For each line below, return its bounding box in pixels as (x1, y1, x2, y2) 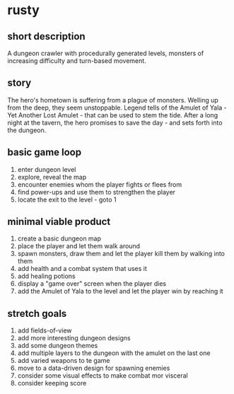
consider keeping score (17, 379, 87, 388)
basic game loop (7, 146, 82, 158)
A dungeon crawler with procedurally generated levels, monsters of (7, 49, 204, 57)
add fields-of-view (17, 326, 72, 335)
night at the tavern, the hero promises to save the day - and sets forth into (7, 118, 223, 127)
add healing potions (17, 272, 76, 281)
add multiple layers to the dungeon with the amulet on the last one (17, 349, 211, 357)
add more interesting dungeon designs (17, 334, 131, 342)
